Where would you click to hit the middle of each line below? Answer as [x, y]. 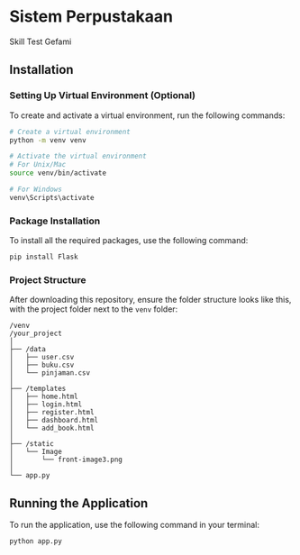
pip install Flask [44, 257]
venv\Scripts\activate [52, 197]
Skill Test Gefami [41, 41]
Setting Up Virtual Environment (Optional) [103, 96]
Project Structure [48, 279]
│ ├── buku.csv [42, 365]
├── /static [32, 444]
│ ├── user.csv [42, 358]
